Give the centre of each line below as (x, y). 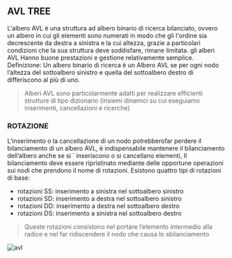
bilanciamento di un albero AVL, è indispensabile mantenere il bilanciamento (116, 148)
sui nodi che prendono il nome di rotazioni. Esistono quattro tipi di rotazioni (114, 171)
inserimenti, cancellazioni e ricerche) (77, 108)
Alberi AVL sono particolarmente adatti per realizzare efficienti (113, 93)
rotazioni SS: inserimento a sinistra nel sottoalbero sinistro (100, 191)
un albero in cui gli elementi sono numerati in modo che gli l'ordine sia (107, 35)
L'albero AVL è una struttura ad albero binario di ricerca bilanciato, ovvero (113, 28)
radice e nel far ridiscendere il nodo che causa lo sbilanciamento (117, 234)
